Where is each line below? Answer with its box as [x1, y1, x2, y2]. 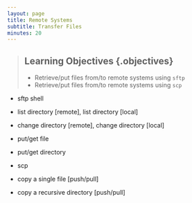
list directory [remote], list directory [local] [17, 108, 139, 116]
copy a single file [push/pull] [17, 175, 99, 184]
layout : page [7, 10, 45, 17]
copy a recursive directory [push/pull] [17, 188, 126, 197]
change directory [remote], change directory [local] [17, 121, 165, 130]
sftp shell [17, 94, 44, 103]
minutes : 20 [7, 29, 42, 37]
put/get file [17, 134, 49, 143]
